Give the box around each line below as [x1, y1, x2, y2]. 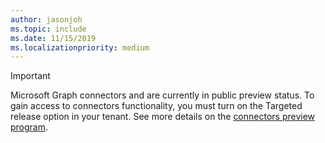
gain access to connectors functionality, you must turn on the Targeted [10, 100, 303, 112]
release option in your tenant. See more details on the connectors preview [10, 111, 316, 123]
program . [10, 121, 49, 133]
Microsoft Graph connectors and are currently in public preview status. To [10, 89, 315, 101]
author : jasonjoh [10, 14, 83, 25]
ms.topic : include [10, 24, 87, 34]
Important [10, 70, 51, 82]
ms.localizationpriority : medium [10, 42, 150, 53]
